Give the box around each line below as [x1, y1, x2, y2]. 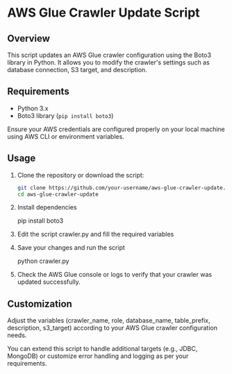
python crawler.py [17, 257, 69, 265]
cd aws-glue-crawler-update [17, 191, 99, 198]
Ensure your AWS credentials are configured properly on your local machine [7, 125, 226, 133]
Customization [7, 298, 73, 309]
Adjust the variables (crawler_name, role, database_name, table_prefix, [7, 316, 210, 325]
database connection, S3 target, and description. [7, 66, 147, 74]
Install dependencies [17, 203, 78, 212]
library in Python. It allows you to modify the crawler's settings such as [7, 58, 210, 67]
